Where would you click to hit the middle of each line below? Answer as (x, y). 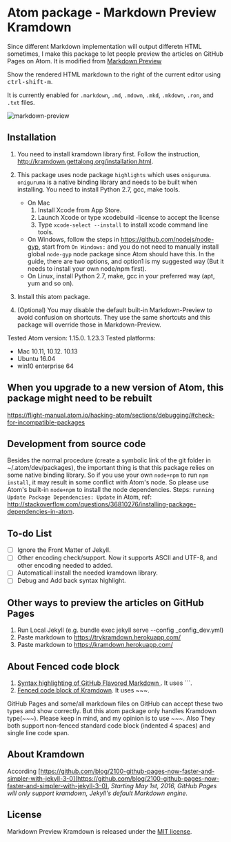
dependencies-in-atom (40, 512)
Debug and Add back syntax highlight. (71, 581)
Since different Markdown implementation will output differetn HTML (104, 46)
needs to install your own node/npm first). (87, 268)
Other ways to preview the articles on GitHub (106, 603)
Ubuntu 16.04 (36, 358)
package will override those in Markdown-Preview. (89, 325)
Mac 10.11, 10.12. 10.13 (47, 351)
